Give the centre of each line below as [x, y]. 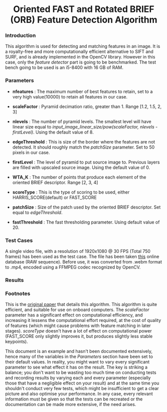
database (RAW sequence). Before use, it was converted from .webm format [83, 262]
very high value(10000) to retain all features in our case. [70, 96]
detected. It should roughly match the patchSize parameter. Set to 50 [83, 147]
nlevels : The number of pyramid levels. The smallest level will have [82, 121]
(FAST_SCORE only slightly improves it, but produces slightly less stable [79, 336]
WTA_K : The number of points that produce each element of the [79, 177]
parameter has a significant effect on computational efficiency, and [74, 315]
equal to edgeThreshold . [37, 212]
